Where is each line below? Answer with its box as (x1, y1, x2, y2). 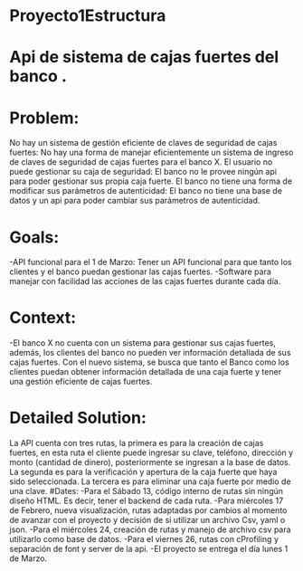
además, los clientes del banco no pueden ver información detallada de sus (9, 347, 291, 358)
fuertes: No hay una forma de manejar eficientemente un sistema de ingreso (9, 147, 294, 158)
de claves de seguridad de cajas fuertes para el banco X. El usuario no (9, 157, 273, 167)
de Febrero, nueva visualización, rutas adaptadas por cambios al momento (9, 505, 288, 516)
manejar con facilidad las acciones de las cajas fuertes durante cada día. (9, 276, 281, 287)
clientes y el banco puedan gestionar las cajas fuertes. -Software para (9, 266, 271, 277)
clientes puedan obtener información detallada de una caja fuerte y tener (9, 366, 282, 377)
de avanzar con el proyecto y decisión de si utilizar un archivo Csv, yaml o (9, 515, 286, 526)
